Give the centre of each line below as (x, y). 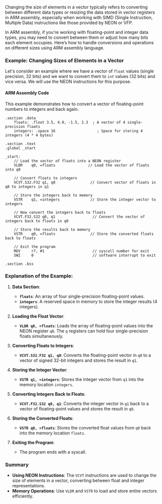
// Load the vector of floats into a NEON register (67, 161)
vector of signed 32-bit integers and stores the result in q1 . (79, 360)
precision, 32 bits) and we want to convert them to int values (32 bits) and (80, 76)
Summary (17, 464)
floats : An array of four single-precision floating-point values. (82, 296)
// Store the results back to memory (52, 229)
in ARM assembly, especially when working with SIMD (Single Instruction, (79, 17)
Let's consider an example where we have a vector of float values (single (80, 71)
